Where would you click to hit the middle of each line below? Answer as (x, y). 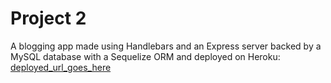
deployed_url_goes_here (61, 67)
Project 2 (48, 18)
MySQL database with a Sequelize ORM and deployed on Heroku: (145, 56)
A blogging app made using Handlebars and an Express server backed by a (166, 46)
